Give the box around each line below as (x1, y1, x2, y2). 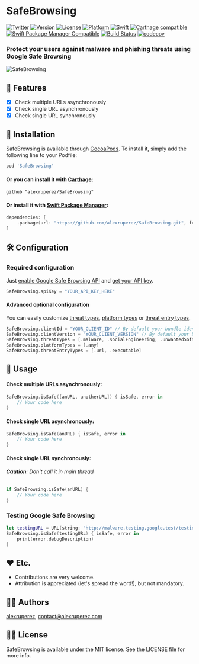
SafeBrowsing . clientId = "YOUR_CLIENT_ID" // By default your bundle (6, 326, 182, 332)
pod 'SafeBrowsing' (6, 163, 54, 169)
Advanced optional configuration (6, 301, 90, 309)
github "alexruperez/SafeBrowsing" (6, 189, 94, 195)
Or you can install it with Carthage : (6, 176, 94, 183)
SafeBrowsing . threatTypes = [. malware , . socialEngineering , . (6, 336, 163, 343)
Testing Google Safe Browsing (6, 511, 95, 519)
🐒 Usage (6, 364, 37, 374)
